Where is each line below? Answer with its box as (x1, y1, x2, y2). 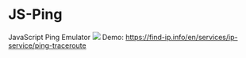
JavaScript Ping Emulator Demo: (8, 32, 125, 42)
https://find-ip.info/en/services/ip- (125, 32, 238, 42)
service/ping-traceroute (8, 41, 86, 50)
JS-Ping (8, 5, 63, 24)
